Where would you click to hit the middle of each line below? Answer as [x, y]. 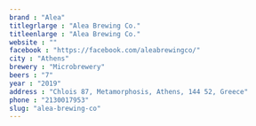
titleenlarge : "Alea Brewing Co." [75, 34]
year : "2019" [36, 83]
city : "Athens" [39, 59]
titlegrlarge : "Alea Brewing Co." [75, 26]
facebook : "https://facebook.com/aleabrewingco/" [105, 51]
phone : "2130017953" [49, 100]
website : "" [33, 42]
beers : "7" [31, 75]
